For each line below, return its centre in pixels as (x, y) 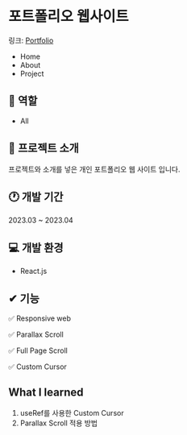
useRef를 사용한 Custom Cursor (72, 412)
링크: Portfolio (31, 40)
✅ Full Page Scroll (38, 350)
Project (32, 73)
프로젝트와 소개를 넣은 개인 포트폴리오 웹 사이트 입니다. (94, 169)
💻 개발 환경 (36, 248)
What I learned (46, 393)
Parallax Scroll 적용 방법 (59, 423)
